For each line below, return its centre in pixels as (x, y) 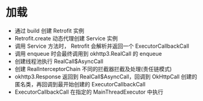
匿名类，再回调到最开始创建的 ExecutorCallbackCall (80, 84)
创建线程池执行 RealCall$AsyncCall (59, 61)
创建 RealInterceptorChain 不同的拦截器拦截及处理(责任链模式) (93, 69)
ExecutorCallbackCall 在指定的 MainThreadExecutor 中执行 (89, 92)
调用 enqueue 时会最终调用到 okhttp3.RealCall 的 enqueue (88, 53)
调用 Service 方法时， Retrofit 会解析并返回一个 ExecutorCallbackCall (102, 46)
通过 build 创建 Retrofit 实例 (49, 31)
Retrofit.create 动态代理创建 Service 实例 (66, 38)
